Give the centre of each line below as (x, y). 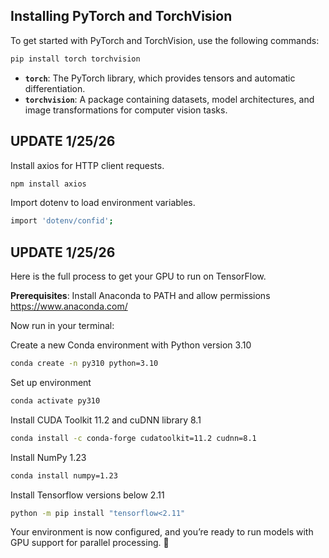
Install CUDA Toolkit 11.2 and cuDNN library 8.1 (106, 420)
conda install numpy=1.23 (64, 475)
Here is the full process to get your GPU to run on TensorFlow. (138, 276)
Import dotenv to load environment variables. (103, 203)
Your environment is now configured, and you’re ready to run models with (162, 532)
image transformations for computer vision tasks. (126, 110)
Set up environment (51, 382)
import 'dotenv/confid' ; (62, 221)
